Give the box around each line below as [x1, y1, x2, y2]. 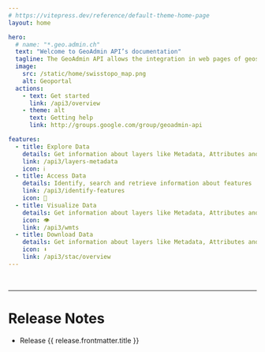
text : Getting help [28, 114, 93, 122]
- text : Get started [22, 92, 90, 99]
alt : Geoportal [22, 77, 73, 85]
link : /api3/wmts [22, 223, 80, 231]
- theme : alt [22, 107, 65, 114]
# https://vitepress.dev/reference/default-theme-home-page [8, 11, 211, 20]
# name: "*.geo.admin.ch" [15, 40, 101, 48]
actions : [15, 84, 44, 92]
